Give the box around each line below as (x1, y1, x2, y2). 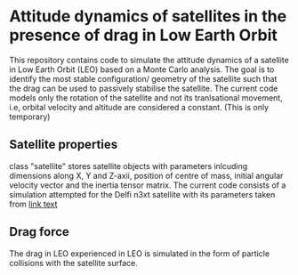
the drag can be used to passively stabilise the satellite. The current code (9, 83, 278, 93)
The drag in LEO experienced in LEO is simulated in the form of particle (9, 247, 270, 259)
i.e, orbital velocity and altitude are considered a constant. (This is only (9, 101, 270, 112)
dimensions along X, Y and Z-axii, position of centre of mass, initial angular (9, 170, 284, 181)
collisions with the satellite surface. (9, 257, 138, 268)
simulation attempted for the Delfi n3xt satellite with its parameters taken (9, 189, 276, 199)
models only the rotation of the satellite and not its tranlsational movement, (9, 92, 283, 103)
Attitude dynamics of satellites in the (9, 6, 287, 27)
